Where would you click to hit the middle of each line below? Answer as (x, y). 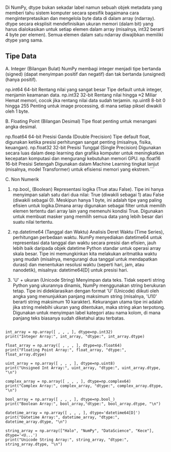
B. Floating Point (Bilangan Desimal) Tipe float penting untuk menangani (81, 121)
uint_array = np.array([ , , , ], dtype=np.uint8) (60, 363)
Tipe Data (21, 56)
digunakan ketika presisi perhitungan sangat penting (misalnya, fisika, (79, 142)
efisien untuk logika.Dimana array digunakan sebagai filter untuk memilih (89, 205)
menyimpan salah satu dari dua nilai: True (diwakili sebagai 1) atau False (88, 194)
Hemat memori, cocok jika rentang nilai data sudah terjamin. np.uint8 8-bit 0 (86, 100)
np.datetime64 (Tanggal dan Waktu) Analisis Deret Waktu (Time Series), (88, 232)
